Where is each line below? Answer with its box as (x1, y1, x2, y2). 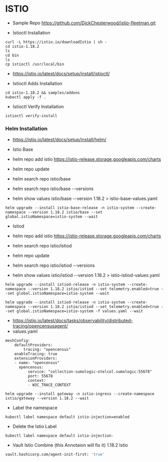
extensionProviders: (14, 356, 58, 361)
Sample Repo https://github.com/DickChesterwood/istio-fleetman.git (12, 20, 156, 26)
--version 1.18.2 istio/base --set (27, 210, 102, 215)
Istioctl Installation (12, 29, 50, 35)
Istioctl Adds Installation (12, 80, 63, 86)
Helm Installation (5, 125, 48, 132)
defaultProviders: (14, 343, 53, 348)
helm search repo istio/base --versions (12, 186, 94, 192)
